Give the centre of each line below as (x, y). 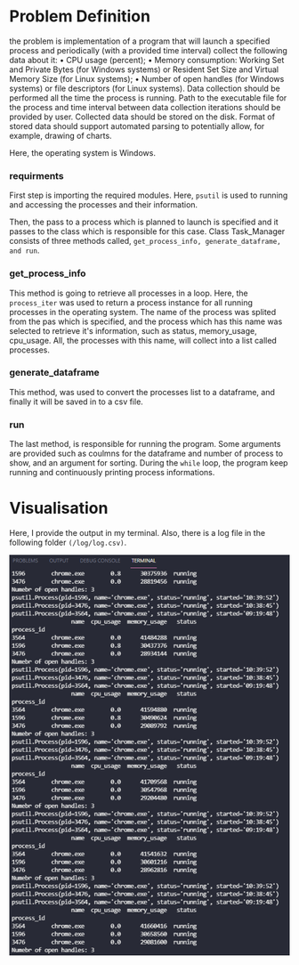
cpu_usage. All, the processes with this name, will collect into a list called (143, 340)
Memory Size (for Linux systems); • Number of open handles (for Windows (147, 78)
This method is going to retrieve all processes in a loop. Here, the (129, 293)
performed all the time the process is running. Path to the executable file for (148, 97)
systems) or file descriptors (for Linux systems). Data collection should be (145, 88)
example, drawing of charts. (61, 135)
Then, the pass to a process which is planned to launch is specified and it (144, 222)
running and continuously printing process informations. (112, 473)
